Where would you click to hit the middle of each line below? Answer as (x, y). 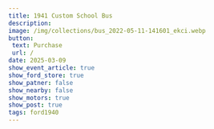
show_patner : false (41, 83)
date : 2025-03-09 (37, 61)
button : (21, 38)
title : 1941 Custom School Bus (61, 16)
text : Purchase (37, 46)
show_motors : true (39, 98)
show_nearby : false (41, 90)
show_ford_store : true (46, 75)
